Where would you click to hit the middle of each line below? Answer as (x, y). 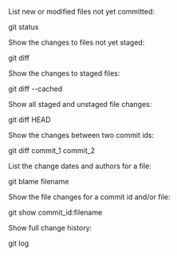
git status (24, 27)
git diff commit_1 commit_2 (52, 150)
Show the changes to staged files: (64, 73)
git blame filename (39, 181)
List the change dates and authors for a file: (80, 166)
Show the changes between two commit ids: (81, 135)
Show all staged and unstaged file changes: (80, 104)
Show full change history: (50, 228)
